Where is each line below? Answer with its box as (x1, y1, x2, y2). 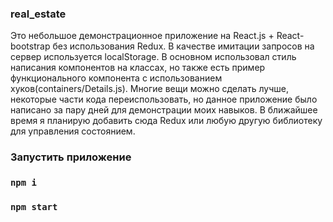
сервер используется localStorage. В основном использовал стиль (10, 51, 297, 63)
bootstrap (10, 40, 51, 52)
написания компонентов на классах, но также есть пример (10, 62, 266, 74)
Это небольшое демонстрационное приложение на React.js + (10, 30, 275, 42)
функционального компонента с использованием (10, 72, 223, 84)
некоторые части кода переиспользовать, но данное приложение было (10, 93, 318, 106)
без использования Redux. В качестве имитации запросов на (52, 40, 315, 52)
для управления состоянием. (10, 125, 136, 137)
